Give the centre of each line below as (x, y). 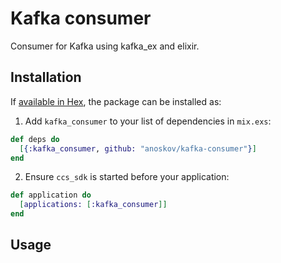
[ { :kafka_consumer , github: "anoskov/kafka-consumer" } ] (138, 148)
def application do (51, 195)
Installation (46, 77)
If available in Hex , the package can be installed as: (116, 101)
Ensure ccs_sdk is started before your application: (127, 177)
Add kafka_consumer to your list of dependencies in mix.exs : (148, 121)
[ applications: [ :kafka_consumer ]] (93, 205)
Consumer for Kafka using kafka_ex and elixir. (105, 46)
